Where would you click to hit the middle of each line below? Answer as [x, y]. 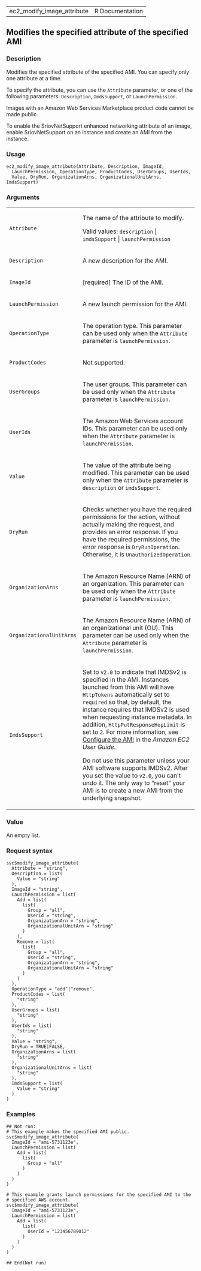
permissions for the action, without [132, 517]
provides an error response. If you [130, 532]
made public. [22, 114]
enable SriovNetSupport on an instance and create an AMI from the [89, 132]
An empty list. [23, 835]
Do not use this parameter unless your [136, 761]
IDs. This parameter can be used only [135, 429]
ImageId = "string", [37, 889]
